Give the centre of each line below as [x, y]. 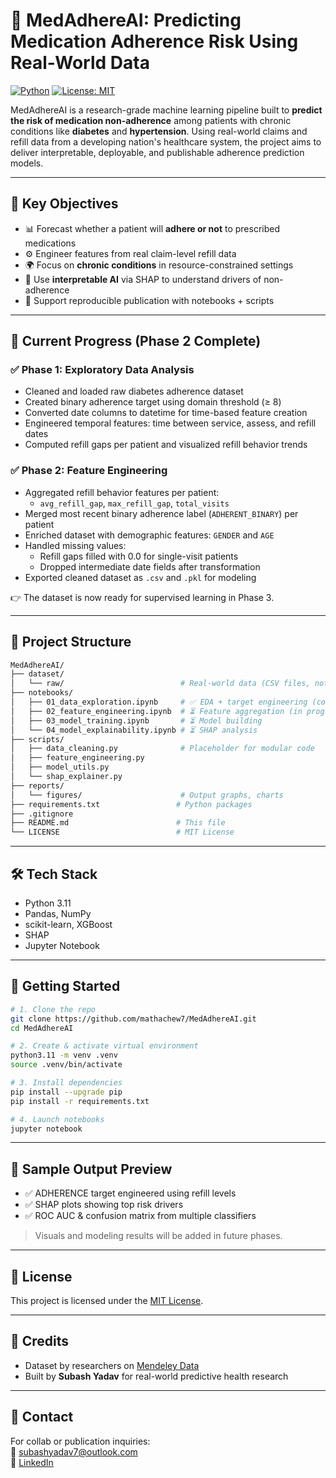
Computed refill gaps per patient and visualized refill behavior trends [166, 445]
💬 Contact [42, 1417]
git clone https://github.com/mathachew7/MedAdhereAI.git [133, 1019]
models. [27, 163]
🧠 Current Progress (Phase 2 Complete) [136, 341]
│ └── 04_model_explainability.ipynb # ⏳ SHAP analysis [134, 730]
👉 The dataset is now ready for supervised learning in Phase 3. [142, 597]
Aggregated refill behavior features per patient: [122, 492]
